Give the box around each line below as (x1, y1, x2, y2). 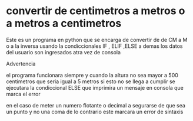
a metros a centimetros (6, 17, 122, 30)
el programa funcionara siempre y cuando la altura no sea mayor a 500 (6, 71, 178, 79)
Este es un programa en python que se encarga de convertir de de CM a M (6, 36, 188, 43)
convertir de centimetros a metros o (6, 4, 185, 18)
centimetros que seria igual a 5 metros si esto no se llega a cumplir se (6, 78, 175, 85)
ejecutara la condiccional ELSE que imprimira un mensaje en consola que (6, 84, 184, 91)
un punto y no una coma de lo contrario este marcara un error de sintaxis (6, 108, 184, 115)
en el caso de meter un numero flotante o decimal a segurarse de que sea (6, 102, 185, 109)
